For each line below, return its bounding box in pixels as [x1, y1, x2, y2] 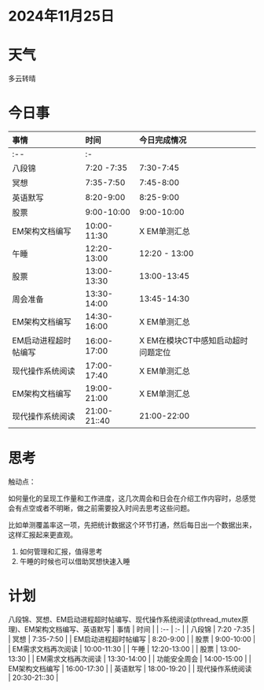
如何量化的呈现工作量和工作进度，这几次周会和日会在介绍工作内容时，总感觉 [8, 494, 256, 503]
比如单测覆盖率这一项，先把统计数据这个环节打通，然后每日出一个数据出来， [8, 521, 256, 529]
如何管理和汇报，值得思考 [19, 547, 103, 556]
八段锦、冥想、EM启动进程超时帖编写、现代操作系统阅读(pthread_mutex [8, 614, 242, 624]
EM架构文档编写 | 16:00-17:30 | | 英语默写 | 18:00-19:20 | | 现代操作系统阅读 [8, 663, 252, 673]
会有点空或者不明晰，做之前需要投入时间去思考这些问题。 [8, 503, 194, 513]
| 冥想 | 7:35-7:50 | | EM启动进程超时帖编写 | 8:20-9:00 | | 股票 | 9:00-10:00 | [8, 634, 256, 644]
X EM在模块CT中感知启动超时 [138, 336, 249, 347]
